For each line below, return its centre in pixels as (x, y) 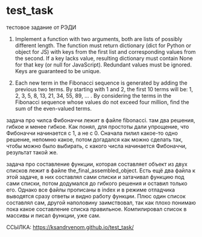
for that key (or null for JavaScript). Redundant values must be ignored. (103, 65)
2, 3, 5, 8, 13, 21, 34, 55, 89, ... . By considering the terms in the (93, 96)
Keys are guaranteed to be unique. (58, 71)
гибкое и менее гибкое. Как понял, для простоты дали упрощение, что (98, 126)
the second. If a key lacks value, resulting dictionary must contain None (104, 58)
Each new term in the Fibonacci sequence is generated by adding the (101, 83)
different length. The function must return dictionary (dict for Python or (103, 45)
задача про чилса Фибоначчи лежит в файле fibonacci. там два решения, (101, 120)
